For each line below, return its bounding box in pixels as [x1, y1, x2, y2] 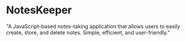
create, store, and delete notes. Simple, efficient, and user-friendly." [6, 29, 170, 36]
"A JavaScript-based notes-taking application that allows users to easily [6, 23, 181, 30]
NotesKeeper [6, 3, 72, 17]
